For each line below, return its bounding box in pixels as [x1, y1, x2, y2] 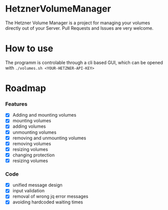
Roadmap [5, 83, 46, 94]
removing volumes [12, 140, 51, 146]
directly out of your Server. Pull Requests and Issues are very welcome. [5, 25, 154, 31]
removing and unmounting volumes [12, 135, 87, 141]
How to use [5, 43, 53, 55]
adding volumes [12, 123, 46, 129]
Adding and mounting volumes [12, 112, 77, 118]
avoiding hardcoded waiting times [12, 199, 83, 205]
